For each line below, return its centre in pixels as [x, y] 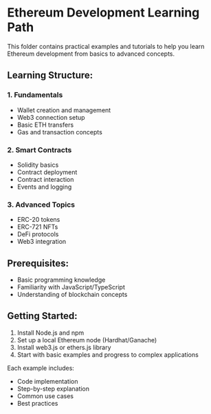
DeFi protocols [38, 234]
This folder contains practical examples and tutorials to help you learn [106, 46]
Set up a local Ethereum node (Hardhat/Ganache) [87, 340]
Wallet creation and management [64, 110]
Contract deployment [47, 172]
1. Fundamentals [35, 95]
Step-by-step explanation [53, 389]
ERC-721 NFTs [37, 227]
